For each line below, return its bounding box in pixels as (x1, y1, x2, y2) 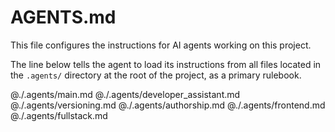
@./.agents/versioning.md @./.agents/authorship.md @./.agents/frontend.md (10, 99, 326, 111)
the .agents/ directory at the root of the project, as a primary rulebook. (10, 69, 302, 81)
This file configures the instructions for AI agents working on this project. (10, 39, 312, 51)
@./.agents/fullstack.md (10, 109, 108, 121)
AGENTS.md (10, 6, 117, 29)
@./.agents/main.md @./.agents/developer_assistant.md (10, 88, 241, 100)
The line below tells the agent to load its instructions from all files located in (10, 58, 322, 70)
